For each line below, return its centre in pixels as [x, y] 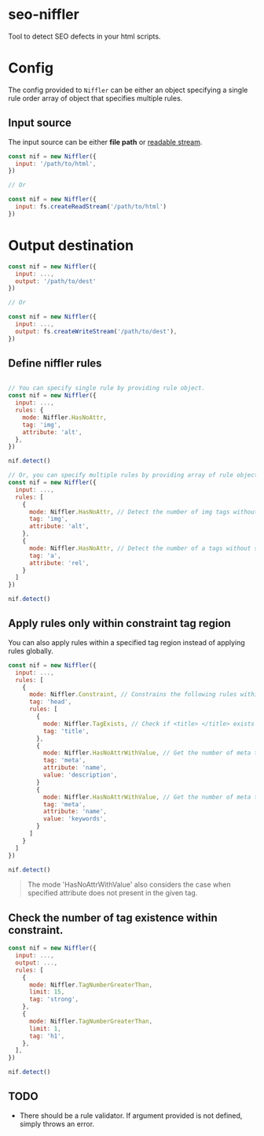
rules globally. [31, 651]
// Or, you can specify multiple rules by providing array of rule [121, 475]
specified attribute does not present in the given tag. [112, 893]
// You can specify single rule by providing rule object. [107, 388]
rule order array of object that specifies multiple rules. [95, 98]
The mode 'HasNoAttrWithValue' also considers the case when [129, 885]
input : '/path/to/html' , [56, 164]
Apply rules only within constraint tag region [120, 623]
